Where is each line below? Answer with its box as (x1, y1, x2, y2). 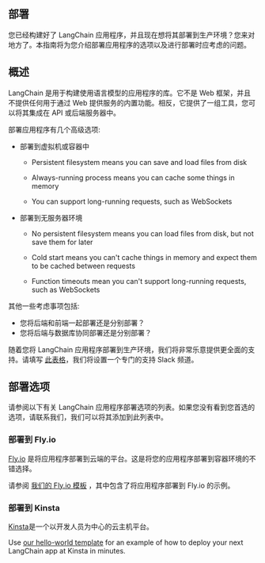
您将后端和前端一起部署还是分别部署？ (19, 318, 145, 327)
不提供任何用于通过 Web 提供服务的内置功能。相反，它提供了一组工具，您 (8, 98, 249, 107)
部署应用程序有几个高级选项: (8, 124, 101, 134)
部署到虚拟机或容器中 (19, 141, 89, 151)
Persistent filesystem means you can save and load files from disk (31, 157, 248, 167)
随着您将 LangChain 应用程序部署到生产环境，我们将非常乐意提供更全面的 (8, 344, 248, 354)
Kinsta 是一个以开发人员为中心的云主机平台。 (8, 522, 154, 531)
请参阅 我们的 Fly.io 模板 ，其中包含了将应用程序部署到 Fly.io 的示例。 (8, 481, 235, 490)
